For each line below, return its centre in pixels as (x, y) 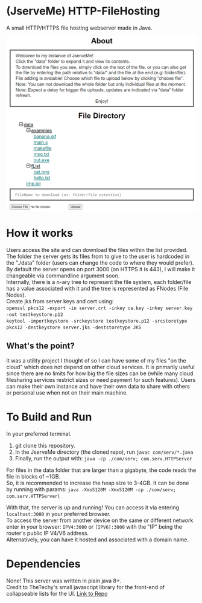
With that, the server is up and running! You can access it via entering (93, 507)
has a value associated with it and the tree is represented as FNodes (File (97, 289)
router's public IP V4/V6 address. (48, 533)
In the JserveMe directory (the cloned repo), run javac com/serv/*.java (104, 452)
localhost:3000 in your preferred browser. (58, 514)
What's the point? (41, 346)
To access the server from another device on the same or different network (100, 520)
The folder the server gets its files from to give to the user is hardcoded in (98, 256)
